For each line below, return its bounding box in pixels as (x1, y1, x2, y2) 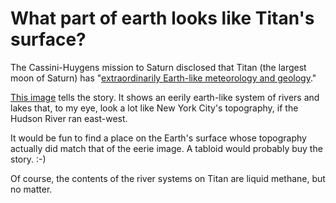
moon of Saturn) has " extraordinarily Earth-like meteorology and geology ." (10, 72, 317, 84)
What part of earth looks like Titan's (10, 7, 315, 30)
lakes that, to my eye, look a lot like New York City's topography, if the (10, 102, 299, 114)
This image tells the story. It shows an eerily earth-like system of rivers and (10, 91, 320, 103)
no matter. (10, 183, 53, 195)
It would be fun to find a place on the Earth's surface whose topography (10, 132, 307, 144)
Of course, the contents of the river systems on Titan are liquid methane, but (10, 172, 326, 184)
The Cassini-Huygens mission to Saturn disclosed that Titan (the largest (10, 61, 307, 73)
